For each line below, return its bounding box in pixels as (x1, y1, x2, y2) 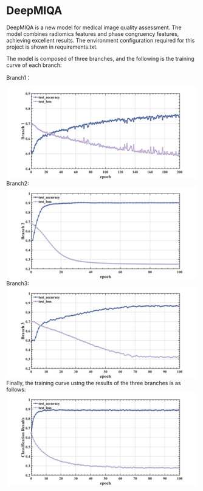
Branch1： (6, 74, 32, 81)
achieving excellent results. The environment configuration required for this (6, 37, 195, 44)
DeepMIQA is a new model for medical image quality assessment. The (6, 24, 182, 31)
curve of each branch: (6, 61, 62, 69)
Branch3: (6, 279, 29, 287)
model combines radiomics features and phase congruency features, (6, 30, 179, 37)
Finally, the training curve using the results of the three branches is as (6, 380, 181, 387)
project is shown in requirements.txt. (6, 43, 98, 50)
